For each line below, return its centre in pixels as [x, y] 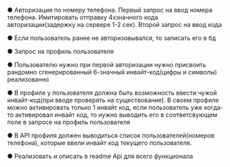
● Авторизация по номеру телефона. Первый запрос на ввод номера [110, 10]
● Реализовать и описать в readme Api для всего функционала [100, 156]
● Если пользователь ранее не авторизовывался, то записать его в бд [112, 38]
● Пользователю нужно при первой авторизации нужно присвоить [107, 65]
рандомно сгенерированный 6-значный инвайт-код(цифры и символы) [112, 72]
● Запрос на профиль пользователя [61, 51]
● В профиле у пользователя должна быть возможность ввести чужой [112, 93]
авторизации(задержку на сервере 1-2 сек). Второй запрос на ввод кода [115, 24]
